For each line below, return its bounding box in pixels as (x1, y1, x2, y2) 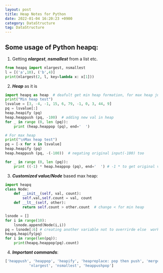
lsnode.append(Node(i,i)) (14, 223, 66, 227)
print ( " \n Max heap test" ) (5, 137, 57, 142)
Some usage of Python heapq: (5, 43, 98, 51)
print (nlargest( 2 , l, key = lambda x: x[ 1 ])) (5, 74, 95, 79)
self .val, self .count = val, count (22, 196, 92, 201)
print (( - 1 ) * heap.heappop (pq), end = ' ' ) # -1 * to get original (14, 164, 155, 169)
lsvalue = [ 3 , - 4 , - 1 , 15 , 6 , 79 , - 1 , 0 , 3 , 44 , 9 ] (5, 101, 112, 107)
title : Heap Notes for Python (5, 12, 66, 16)
